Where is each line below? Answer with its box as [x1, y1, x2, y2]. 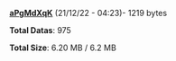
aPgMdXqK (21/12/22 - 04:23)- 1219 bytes [9, 8, 168, 18]
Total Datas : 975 [9, 25, 72, 35]
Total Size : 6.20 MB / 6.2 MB [9, 42, 117, 53]
